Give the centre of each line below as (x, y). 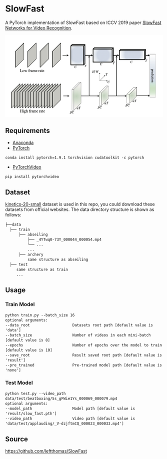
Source (17, 439)
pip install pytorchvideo (32, 177)
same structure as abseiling (58, 260)
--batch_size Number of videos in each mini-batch (78, 335)
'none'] (13, 370)
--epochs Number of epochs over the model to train (84, 345)
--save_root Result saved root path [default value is (84, 355)
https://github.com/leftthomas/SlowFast (46, 451)
